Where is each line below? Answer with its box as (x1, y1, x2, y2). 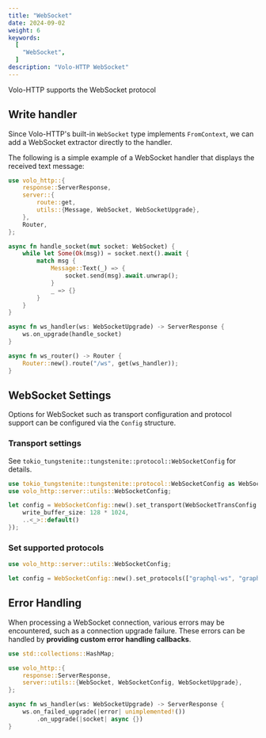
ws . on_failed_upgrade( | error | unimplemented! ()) (22, 708, 186, 716)
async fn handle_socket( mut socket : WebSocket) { (8, 243, 176, 250)
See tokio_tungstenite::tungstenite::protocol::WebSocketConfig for (8, 456, 236, 465)
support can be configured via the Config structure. (8, 418, 177, 428)
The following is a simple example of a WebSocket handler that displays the (8, 152, 255, 163)
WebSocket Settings (8, 388, 112, 402)
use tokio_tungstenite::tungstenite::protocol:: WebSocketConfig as (8, 480, 236, 488)
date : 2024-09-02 (8, 19, 66, 27)
